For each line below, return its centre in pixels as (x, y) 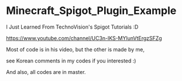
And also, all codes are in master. (46, 72)
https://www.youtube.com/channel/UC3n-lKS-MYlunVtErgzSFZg (84, 38)
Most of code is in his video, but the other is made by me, (75, 49)
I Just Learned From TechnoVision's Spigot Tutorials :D (72, 27)
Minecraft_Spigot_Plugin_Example (91, 11)
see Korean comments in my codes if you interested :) (71, 61)
